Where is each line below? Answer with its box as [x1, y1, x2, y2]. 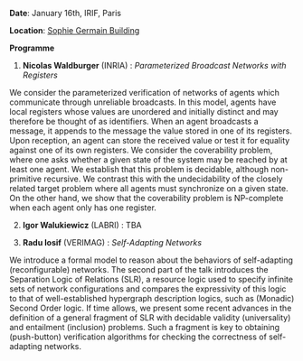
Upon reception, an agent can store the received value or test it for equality [9, 135, 290, 145]
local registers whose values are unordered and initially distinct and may [9, 106, 279, 116]
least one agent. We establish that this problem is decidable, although [9, 164, 270, 174]
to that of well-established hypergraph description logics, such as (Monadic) [9, 293, 295, 303]
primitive [9, 173, 43, 184]
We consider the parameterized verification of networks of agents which [9, 88, 280, 97]
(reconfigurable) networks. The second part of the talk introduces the [9, 264, 269, 274]
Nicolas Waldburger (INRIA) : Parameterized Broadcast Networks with [22, 60, 287, 70]
